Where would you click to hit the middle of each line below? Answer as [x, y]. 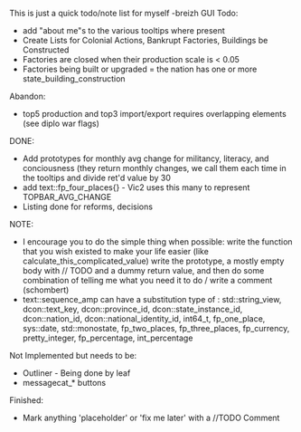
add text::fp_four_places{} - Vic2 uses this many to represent [136, 187]
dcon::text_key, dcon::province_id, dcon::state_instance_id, [132, 309]
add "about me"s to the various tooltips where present [124, 30]
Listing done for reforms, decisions [88, 206]
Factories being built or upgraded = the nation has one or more [140, 69]
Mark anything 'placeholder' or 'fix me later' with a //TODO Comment [151, 418]
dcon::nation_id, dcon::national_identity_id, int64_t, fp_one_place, [144, 319]
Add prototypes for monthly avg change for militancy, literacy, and [146, 158]
